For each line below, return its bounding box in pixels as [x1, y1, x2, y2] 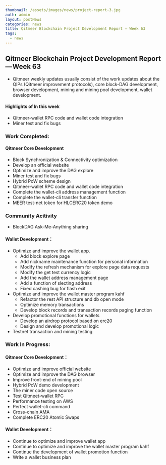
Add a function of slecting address [20, 280, 92, 286]
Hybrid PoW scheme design [12, 178, 71, 184]
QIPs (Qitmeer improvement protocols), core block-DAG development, [12, 81, 158, 87]
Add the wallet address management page [20, 275, 108, 281]
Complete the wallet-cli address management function [12, 189, 126, 195]
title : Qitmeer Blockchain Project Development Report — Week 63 [5, 26, 145, 31]
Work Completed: [5, 133, 49, 140]
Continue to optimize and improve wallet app [12, 438, 106, 444]
